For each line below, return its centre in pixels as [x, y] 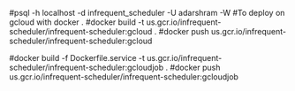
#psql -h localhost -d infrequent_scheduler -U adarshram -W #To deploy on [147, 13]
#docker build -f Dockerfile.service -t [77, 58]
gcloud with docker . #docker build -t [77, 22]
